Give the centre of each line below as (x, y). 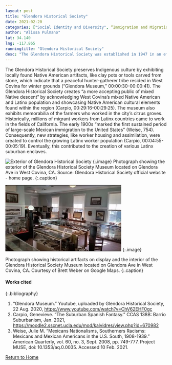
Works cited (18, 282)
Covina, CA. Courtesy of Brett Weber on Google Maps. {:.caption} (74, 270)
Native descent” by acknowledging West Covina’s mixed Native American (83, 97)
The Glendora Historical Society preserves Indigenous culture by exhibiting (84, 69)
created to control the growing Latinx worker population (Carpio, (73, 140)
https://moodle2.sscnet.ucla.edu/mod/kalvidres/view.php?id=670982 (86, 325)
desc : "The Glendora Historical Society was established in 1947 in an (83, 54)
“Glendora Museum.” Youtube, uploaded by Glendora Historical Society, (89, 303)
